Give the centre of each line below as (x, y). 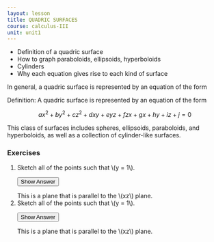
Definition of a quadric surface (60, 52)
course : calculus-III (38, 26)
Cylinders (30, 66)
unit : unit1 (24, 32)
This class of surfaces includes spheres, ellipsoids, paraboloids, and (103, 128)
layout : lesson (29, 13)
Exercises (24, 152)
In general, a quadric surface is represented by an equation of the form (107, 87)
